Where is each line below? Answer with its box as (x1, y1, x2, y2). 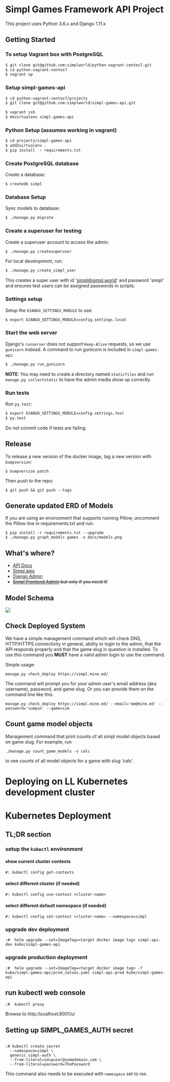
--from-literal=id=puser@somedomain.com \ (10, 1057, 102, 1063)
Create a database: (5, 172, 45, 178)
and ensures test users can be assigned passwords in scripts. (5, 283, 135, 289)
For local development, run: (5, 258, 63, 264)
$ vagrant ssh (5, 110, 36, 115)
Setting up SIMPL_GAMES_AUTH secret (5, 1026, 134, 1034)
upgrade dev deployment (5, 926, 69, 933)
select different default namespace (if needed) (5, 903, 107, 909)
